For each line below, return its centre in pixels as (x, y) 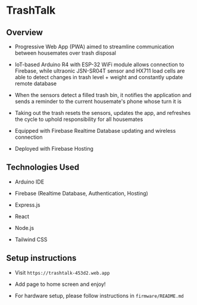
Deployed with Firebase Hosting (54, 149)
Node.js (24, 228)
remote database (36, 83)
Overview (25, 32)
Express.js (27, 205)
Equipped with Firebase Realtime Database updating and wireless (95, 131)
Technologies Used (43, 167)
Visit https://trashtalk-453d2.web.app (62, 272)
